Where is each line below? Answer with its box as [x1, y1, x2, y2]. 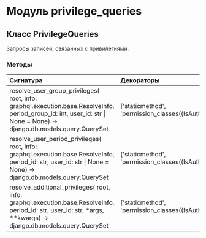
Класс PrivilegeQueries [6, 29, 99, 39]
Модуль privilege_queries [6, 4, 142, 18]
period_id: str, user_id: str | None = [9, 158, 109, 166]
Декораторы [120, 76, 160, 85]
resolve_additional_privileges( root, [9, 183, 110, 191]
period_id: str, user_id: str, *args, [9, 206, 104, 215]
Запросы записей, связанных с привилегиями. [6, 45, 129, 52]
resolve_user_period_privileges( [9, 135, 102, 144]
